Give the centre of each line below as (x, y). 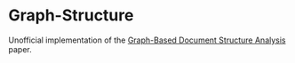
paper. (20, 49)
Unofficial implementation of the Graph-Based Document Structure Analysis (147, 40)
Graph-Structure (71, 16)
